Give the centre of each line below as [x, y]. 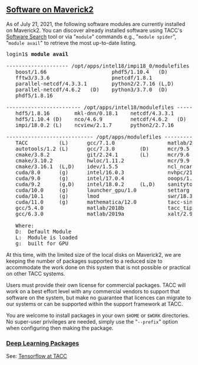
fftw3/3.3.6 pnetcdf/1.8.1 [84, 77]
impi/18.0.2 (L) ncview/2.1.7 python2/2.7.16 [95, 125]
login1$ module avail [37, 54]
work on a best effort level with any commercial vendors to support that [93, 291]
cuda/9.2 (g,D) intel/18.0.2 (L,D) [85, 184]
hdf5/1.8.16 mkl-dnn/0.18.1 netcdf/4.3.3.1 [95, 113]
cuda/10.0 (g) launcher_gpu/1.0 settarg [103, 190]
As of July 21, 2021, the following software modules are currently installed [96, 24]
